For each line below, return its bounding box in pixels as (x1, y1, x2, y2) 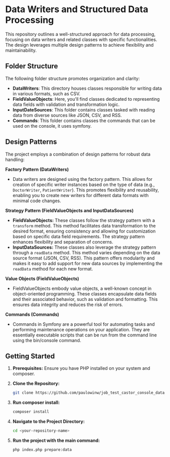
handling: (5, 156, 25, 163)
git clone (12, 390, 34, 396)
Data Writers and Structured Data (5, 4, 148, 15)
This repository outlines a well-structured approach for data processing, (5, 31, 156, 37)
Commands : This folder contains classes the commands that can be (12, 118, 156, 124)
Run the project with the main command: (12, 437, 100, 443)
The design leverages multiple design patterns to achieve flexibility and (5, 42, 154, 48)
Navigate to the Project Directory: (12, 418, 85, 425)
